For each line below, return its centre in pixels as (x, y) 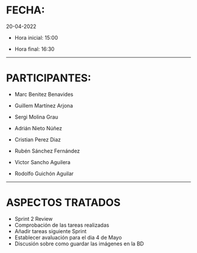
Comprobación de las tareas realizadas (62, 225)
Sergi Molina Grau (36, 117)
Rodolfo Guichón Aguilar (44, 174)
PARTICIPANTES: (49, 78)
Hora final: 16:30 (34, 49)
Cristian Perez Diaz (38, 139)
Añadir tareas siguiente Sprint (50, 231)
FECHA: (26, 10)
